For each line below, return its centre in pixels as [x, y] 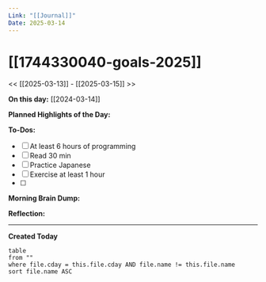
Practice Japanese [60, 165]
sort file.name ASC [40, 272]
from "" [21, 258]
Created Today [33, 236]
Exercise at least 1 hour [67, 174]
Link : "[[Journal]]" [42, 15]
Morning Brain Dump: [44, 198]
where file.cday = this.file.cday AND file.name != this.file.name [122, 265]
